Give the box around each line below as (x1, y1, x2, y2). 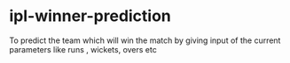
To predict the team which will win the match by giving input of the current (9, 35, 281, 45)
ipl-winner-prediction (9, 6, 171, 26)
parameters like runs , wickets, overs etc (9, 44, 157, 54)
